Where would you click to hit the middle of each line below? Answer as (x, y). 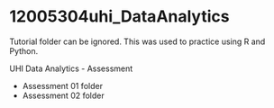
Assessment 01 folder (63, 85)
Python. (24, 50)
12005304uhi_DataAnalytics (119, 17)
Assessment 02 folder (64, 95)
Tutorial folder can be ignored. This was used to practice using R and (137, 41)
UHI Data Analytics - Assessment (71, 68)
